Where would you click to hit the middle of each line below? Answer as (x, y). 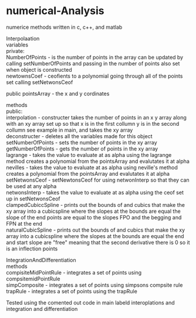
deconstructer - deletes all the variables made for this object (79, 136)
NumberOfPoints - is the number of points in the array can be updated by (95, 57)
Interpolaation (23, 38)
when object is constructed (39, 69)
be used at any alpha (31, 186)
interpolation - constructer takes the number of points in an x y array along (96, 117)
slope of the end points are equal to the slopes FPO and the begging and (94, 217)
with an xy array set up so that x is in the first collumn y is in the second (93, 123)
